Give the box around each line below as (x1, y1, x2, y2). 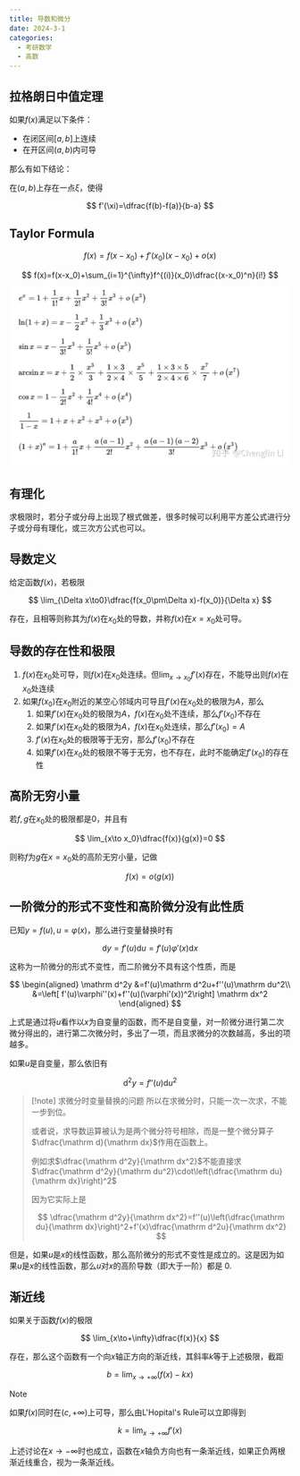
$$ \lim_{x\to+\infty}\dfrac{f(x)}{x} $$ (79, 1333, 221, 1344)
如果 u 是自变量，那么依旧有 (9, 1057, 109, 1069)
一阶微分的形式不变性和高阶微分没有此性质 (9, 900, 244, 915)
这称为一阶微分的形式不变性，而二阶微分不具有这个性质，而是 (9, 960, 237, 971)
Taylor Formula (9, 226, 96, 242)
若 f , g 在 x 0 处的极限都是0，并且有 (9, 814, 129, 827)
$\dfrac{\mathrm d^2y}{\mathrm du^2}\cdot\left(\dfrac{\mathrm (30, 1166, 268, 1177)
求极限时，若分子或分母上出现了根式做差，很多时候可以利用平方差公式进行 (9, 511, 283, 523)
